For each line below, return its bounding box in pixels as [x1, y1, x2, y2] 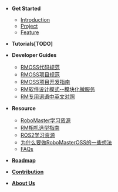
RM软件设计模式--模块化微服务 [20, 86, 96, 93]
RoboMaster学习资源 [20, 117, 71, 124]
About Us [11, 180, 35, 187]
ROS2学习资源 [20, 132, 55, 139]
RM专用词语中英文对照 [20, 93, 75, 100]
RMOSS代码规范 [20, 64, 60, 70]
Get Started [11, 5, 41, 12]
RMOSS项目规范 [20, 71, 60, 78]
